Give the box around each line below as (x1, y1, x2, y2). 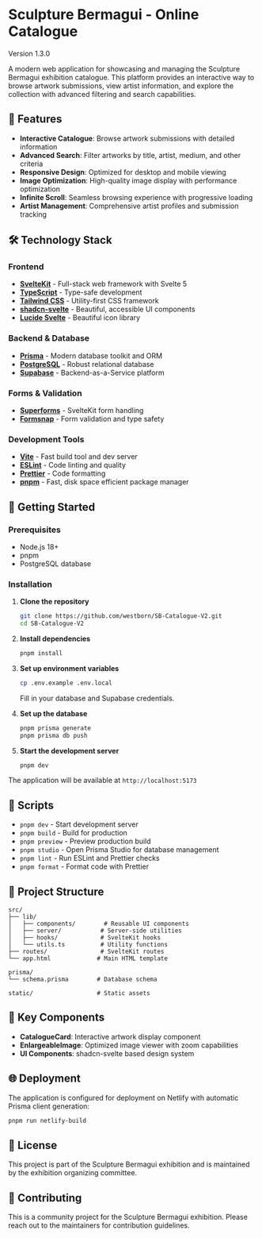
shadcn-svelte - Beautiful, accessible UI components (19, 304, 196, 314)
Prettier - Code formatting (19, 469, 106, 478)
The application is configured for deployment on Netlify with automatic (8, 1093, 239, 1102)
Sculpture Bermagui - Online (8, 6, 199, 24)
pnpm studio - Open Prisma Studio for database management (19, 845, 219, 854)
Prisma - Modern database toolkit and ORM (19, 351, 163, 361)
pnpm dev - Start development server (19, 820, 139, 829)
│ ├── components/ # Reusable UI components (8, 920, 190, 928)
